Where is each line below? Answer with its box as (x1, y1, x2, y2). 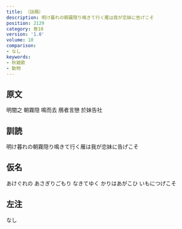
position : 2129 (6, 20, 45, 26)
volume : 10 (6, 37, 34, 43)
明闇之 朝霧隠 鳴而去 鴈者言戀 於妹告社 (6, 107, 103, 114)
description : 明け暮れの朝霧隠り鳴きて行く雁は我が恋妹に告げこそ (6, 15, 154, 21)
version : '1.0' (6, 32, 45, 38)
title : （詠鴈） (6, 8, 44, 15)
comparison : (6, 43, 36, 49)
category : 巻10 (6, 25, 44, 32)
